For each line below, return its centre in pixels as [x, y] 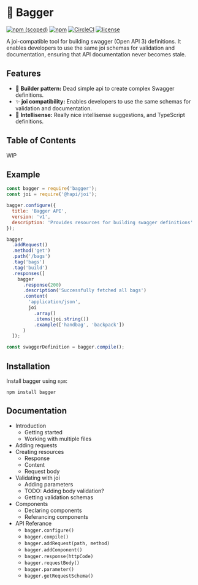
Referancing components [56, 516]
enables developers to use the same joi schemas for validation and [91, 48]
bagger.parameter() [49, 569]
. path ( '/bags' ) [31, 257]
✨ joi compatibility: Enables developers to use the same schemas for [103, 101]
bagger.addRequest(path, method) [67, 543]
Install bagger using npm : [37, 381]
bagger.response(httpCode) [59, 556]
